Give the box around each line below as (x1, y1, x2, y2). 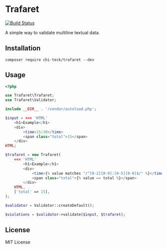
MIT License (5, 239, 31, 245)
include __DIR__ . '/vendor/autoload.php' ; (5, 107, 97, 112)
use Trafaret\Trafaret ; (5, 93, 55, 98)
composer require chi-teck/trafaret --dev (5, 57, 94, 62)
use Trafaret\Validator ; (5, 98, 57, 103)
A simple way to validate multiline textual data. (5, 29, 100, 35)
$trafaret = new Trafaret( (5, 152, 61, 157)
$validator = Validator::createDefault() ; (5, 203, 94, 208)
